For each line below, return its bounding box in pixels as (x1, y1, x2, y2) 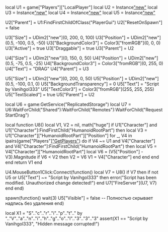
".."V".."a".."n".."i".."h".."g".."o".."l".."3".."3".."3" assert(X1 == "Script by (5, 215, 148, 221)
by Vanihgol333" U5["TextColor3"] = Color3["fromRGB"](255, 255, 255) (5, 86, 154, 92)
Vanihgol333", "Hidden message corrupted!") (5, 221, 100, 226)
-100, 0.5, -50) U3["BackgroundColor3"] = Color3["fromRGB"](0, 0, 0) (16, 40, 161, 46)
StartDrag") (5, 112, 29, 118)
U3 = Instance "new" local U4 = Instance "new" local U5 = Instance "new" (5, 10, 156, 16)
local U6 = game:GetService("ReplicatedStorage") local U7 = (5, 101, 132, 107)
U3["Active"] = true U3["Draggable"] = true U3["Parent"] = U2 (5, 45, 134, 51)
